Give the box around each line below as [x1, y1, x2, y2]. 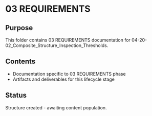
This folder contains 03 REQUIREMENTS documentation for [5, 37, 131, 43]
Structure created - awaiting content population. [5, 104, 107, 110]
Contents [5, 57, 36, 66]
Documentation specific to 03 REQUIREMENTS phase [12, 71, 126, 77]
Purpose [5, 24, 33, 32]
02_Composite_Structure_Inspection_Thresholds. [5, 42, 108, 49]
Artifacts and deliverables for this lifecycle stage [12, 76, 115, 82]
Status [5, 91, 27, 100]
